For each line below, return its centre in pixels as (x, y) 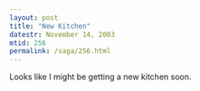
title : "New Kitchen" (50, 26)
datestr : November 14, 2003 (62, 34)
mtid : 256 (28, 43)
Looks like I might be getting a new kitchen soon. (100, 77)
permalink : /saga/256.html (60, 51)
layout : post (34, 18)
